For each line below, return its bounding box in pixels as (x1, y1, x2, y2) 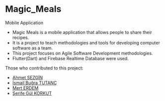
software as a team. (12, 45, 53, 51)
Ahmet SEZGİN (12, 74, 43, 80)
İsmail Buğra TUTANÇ (12, 80, 57, 86)
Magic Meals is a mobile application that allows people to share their (12, 29, 152, 35)
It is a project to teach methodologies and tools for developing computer (12, 39, 160, 45)
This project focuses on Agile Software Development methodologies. (12, 50, 153, 56)
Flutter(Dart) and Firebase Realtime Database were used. (12, 55, 129, 61)
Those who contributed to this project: (5, 65, 83, 71)
